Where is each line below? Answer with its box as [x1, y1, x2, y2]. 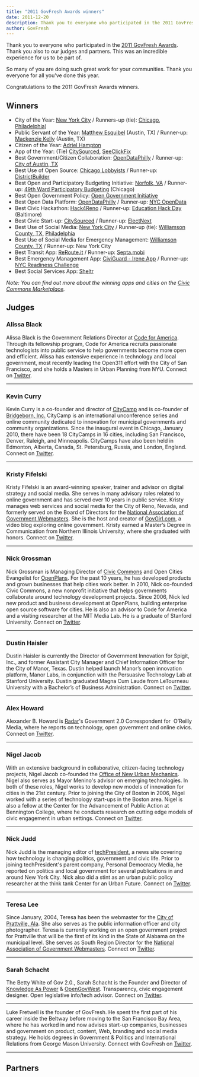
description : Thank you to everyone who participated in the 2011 [6, 20, 174, 26]
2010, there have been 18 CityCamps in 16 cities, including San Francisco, [6, 431, 185, 438]
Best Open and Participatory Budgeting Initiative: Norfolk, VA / [14, 179, 167, 187]
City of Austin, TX [14, 161, 58, 168]
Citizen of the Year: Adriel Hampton [14, 142, 102, 149]
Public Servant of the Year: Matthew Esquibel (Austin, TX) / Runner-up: [14, 129, 188, 136]
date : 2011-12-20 [6, 14, 49, 20]
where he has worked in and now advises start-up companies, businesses [6, 1021, 188, 1028]
